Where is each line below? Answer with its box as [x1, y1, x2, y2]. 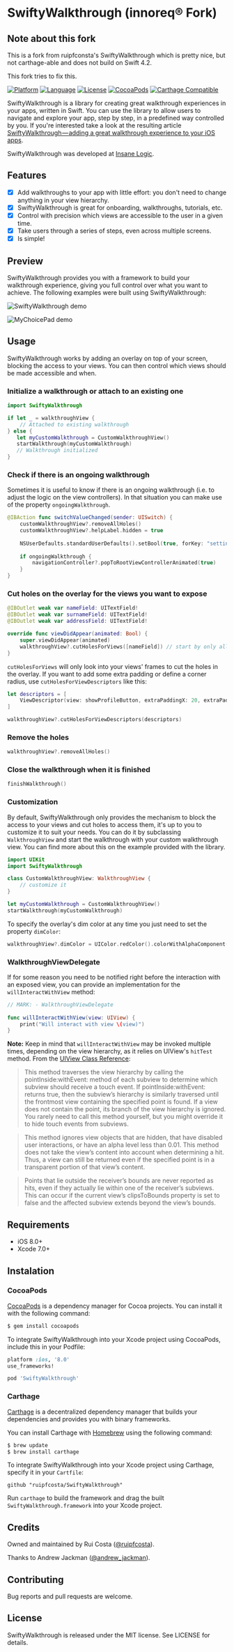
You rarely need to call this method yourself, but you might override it [24, 1113, 224, 1121]
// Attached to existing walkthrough [19, 421, 130, 428]
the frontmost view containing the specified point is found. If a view [24, 1097, 218, 1106]
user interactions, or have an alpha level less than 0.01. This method [24, 1141, 219, 1149]
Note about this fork [7, 33, 96, 45]
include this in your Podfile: [7, 1343, 86, 1351]
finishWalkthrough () [7, 780, 68, 788]
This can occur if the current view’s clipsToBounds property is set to [24, 1191, 221, 1200]
